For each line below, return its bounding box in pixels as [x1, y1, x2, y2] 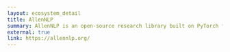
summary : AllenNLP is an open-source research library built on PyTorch [7, 22, 219, 29]
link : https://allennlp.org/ [7, 35, 90, 42]
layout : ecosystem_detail [7, 9, 81, 17]
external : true [7, 28, 51, 36]
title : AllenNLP [7, 16, 53, 23]
